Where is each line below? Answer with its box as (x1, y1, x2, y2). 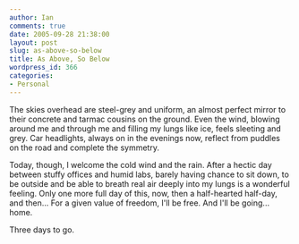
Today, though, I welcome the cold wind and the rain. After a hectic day (9, 159, 273, 170)
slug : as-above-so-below (9, 46, 102, 55)
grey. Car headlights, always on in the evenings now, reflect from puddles (9, 132, 280, 143)
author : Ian (9, 13, 54, 22)
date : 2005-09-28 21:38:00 (9, 29, 110, 38)
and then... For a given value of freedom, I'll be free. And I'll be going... (9, 198, 270, 208)
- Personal (9, 80, 50, 88)
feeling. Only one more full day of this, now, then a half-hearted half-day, (9, 188, 278, 198)
